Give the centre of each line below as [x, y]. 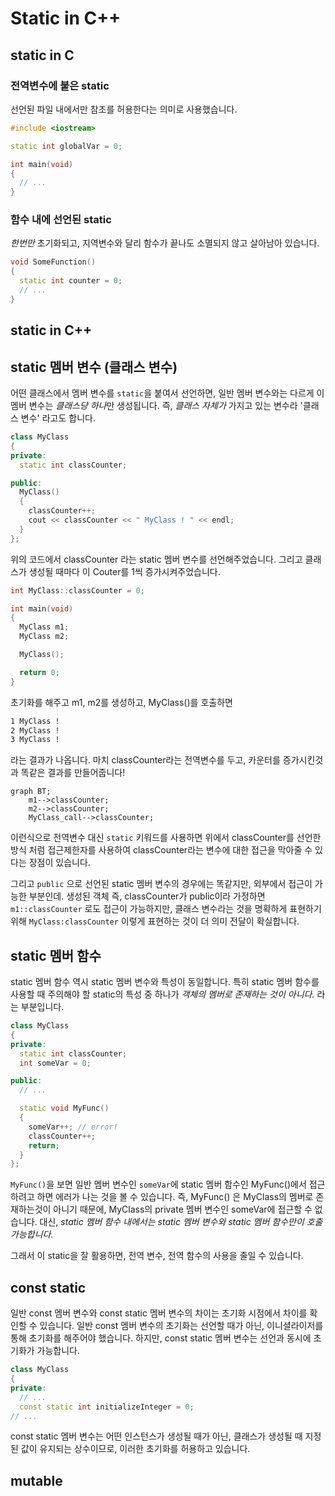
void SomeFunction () [53, 262]
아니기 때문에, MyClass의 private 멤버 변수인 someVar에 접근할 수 [183, 1209]
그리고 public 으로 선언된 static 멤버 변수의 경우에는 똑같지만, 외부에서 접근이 [161, 884]
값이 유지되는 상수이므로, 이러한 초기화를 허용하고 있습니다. [135, 1449]
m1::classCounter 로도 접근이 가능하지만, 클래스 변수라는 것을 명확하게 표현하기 [166, 909]
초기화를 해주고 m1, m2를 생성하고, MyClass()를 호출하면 [121, 702]
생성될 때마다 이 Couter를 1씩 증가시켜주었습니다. [124, 571]
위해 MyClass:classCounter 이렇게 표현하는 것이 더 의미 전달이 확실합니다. [155, 921]
